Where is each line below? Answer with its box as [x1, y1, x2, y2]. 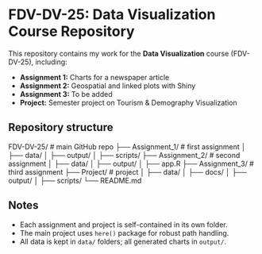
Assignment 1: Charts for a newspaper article [19, 72, 170, 82]
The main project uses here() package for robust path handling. [19, 228, 229, 237]
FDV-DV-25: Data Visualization [8, 6, 216, 24]
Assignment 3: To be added [19, 89, 113, 98]
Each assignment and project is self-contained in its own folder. [19, 220, 228, 229]
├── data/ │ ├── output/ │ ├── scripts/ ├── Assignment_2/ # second [8, 150, 241, 160]
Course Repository [8, 22, 135, 40]
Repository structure [8, 121, 114, 134]
